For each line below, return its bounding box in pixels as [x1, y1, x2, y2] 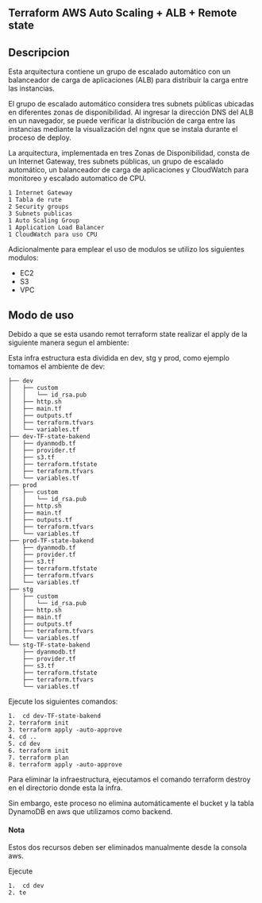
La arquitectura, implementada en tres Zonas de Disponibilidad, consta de [8, 149, 250, 158]
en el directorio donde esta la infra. [8, 783, 123, 793]
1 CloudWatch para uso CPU [8, 230, 98, 239]
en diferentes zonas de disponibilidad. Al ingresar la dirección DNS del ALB [8, 107, 254, 118]
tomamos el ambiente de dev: [8, 361, 106, 372]
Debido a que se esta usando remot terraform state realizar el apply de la [8, 330, 248, 339]
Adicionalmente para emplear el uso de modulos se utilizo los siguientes [8, 245, 245, 254]
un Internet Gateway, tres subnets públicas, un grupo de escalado [8, 156, 224, 166]
